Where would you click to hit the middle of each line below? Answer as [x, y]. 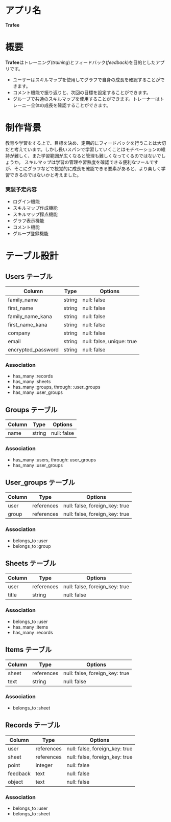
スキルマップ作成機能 [35, 208]
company [19, 333]
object [15, 782]
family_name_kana [30, 317]
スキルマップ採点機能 [35, 214]
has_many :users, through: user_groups [54, 460]
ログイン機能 [26, 202]
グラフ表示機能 [28, 221]
